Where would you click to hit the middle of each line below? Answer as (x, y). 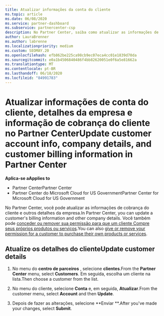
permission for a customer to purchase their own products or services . (76, 234)
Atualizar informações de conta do (77, 102)
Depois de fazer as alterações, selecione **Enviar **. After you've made (84, 303)
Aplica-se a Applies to (28, 178)
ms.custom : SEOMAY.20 (27, 50)
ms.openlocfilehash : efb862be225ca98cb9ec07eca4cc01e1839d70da (71, 55)
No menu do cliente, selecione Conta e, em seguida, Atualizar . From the (85, 288)
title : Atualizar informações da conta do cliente (58, 10)
